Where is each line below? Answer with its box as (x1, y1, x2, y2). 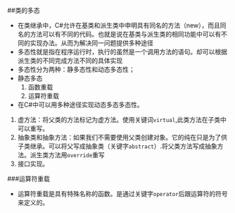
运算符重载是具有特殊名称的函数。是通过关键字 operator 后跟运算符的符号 (17, 190, 229, 197)
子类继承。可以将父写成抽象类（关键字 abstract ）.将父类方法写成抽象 (17, 142, 218, 150)
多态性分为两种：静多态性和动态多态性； (17, 66, 135, 73)
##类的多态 (7, 6, 40, 14)
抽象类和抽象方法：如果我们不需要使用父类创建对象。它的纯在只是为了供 (17, 133, 227, 141)
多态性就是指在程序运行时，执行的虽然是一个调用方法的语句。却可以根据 (17, 48, 227, 56)
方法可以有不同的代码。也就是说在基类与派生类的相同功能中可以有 (30, 30, 222, 38)
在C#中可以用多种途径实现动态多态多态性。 (17, 101, 144, 109)
